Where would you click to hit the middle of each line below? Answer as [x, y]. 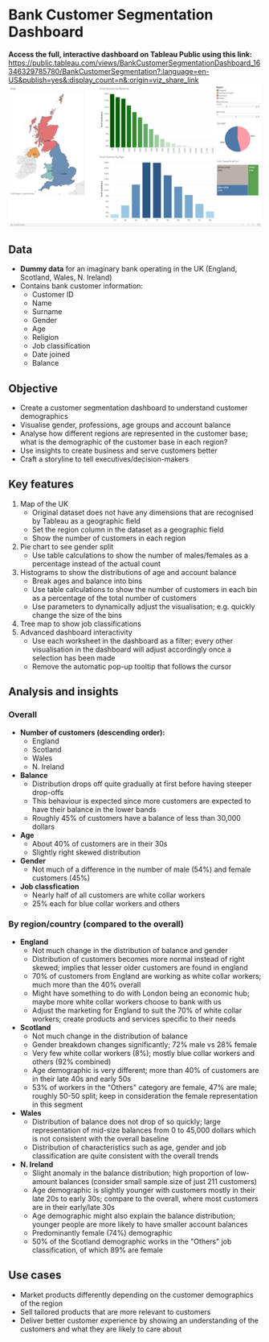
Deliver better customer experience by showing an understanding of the [139, 1320]
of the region [41, 1303]
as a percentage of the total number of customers [114, 598]
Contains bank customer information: [81, 286]
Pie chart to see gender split [67, 546]
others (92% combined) [71, 1062]
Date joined [51, 354]
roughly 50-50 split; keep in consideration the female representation [145, 1096]
